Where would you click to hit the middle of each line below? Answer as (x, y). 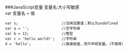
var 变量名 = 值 (20, 13)
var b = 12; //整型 (39, 34)
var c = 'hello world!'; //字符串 (41, 39)
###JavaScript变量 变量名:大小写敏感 (42, 7)
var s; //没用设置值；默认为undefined (61, 23)
